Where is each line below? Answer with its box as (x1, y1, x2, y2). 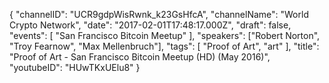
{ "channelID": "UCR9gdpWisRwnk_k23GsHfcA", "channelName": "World (9, 9, 309, 20)
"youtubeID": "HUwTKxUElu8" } (9, 62, 141, 73)
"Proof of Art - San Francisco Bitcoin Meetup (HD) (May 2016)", (9, 51, 271, 63)
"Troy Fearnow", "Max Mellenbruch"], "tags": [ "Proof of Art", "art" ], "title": (9, 40, 320, 52)
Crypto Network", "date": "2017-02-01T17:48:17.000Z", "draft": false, (9, 19, 292, 31)
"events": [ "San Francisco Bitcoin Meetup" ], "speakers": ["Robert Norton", (9, 30, 321, 41)
